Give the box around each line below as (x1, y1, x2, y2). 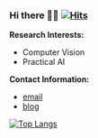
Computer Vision (22, 47, 85, 58)
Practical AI (22, 57, 66, 68)
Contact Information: (9, 74, 90, 85)
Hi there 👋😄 (9, 9, 59, 22)
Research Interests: (9, 30, 85, 41)
